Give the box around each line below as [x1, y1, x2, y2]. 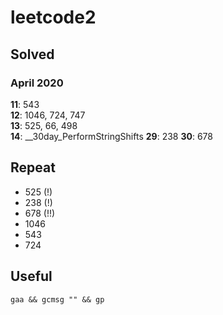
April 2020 [10, 76, 64, 90]
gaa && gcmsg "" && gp [10, 294, 105, 305]
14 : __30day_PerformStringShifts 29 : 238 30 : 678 [10, 130, 213, 142]
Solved [10, 46, 55, 63]
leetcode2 [10, 6, 97, 29]
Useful [10, 268, 53, 285]
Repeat [10, 159, 56, 176]
